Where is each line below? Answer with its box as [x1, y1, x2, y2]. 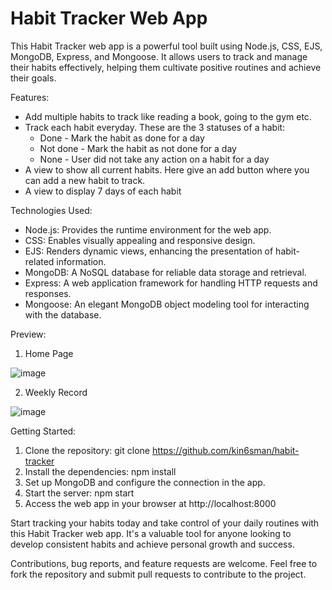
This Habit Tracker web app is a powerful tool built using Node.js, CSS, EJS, [10, 40, 323, 52]
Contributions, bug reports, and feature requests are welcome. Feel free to [10, 557, 318, 569]
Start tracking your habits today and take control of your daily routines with [10, 517, 320, 529]
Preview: [10, 328, 47, 340]
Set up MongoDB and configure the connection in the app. [24, 476, 266, 488]
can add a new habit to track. [24, 174, 146, 186]
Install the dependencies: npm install [24, 465, 177, 477]
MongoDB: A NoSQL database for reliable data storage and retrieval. [24, 266, 307, 278]
